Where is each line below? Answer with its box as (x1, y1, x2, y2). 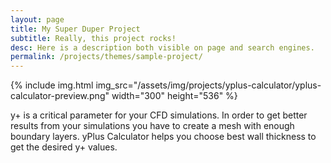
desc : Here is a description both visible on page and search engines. (10, 42, 315, 53)
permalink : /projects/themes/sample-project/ (10, 52, 203, 62)
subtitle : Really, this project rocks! (10, 33, 177, 43)
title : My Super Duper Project (10, 24, 141, 34)
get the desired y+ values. (10, 141, 118, 153)
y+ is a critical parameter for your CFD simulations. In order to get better (10, 109, 308, 121)
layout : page (10, 14, 65, 25)
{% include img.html (10, 79, 94, 91)
